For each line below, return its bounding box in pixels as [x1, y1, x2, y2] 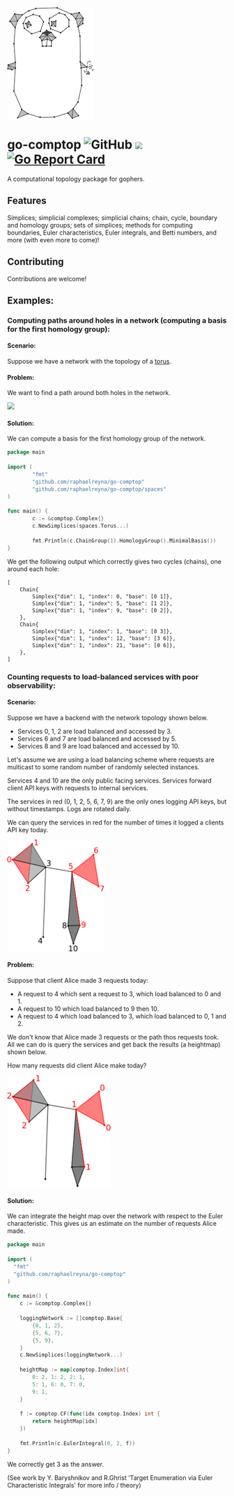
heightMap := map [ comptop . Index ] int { [19, 1366, 130, 1374]
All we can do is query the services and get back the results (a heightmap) [7, 1040, 221, 1049]
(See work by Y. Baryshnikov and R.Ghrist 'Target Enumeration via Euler [7, 1473, 213, 1482]
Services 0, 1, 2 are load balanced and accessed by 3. [17, 727, 173, 735]
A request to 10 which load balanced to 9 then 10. [17, 1005, 159, 1013]
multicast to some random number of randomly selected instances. [7, 762, 200, 771]
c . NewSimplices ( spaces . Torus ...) [32, 523, 130, 530]
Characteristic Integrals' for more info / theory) [7, 1481, 141, 1489]
